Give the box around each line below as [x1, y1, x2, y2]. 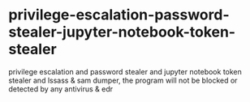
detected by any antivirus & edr [8, 83, 114, 94]
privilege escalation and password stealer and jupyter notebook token [8, 66, 242, 76]
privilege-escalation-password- [8, 6, 230, 24]
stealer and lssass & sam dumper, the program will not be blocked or [8, 75, 238, 85]
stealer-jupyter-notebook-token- [8, 23, 236, 41]
